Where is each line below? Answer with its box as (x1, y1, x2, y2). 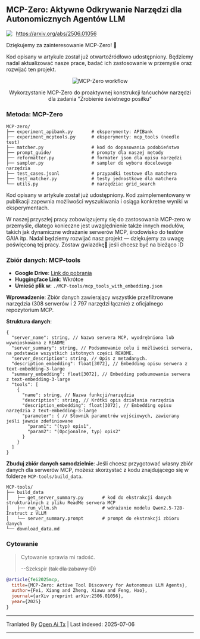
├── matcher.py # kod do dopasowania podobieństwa (6, 144, 180, 151)
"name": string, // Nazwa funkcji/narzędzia (21, 392, 135, 399)
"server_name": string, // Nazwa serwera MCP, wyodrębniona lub (11, 335, 174, 341)
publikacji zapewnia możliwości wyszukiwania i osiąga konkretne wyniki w (6, 198, 189, 205)
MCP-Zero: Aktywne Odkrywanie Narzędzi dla (6, 5, 182, 15)
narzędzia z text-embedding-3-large (6, 408, 97, 414)
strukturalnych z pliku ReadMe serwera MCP (6, 500, 116, 506)
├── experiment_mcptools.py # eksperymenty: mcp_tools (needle (6, 134, 180, 140)
